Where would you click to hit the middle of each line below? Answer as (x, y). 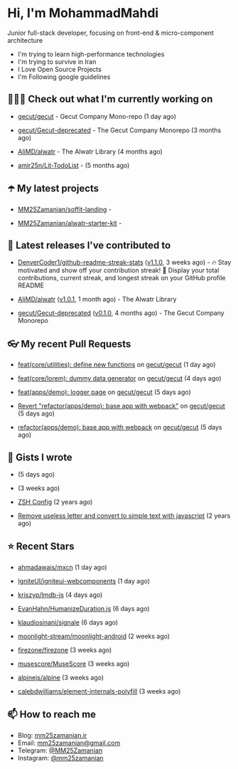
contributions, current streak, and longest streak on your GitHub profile (121, 278)
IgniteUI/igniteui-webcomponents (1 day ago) (84, 580)
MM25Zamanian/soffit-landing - (65, 209)
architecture (25, 40)
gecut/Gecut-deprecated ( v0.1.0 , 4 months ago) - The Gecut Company (121, 313)
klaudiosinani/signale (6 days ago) (68, 622)
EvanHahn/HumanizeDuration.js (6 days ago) (84, 608)
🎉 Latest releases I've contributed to (89, 245)
